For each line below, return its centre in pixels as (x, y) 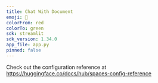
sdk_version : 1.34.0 (32, 39)
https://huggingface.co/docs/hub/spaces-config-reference (79, 73)
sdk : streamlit (25, 34)
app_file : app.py (28, 45)
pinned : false (24, 50)
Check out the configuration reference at (56, 67)
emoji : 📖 (17, 17)
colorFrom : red (25, 23)
